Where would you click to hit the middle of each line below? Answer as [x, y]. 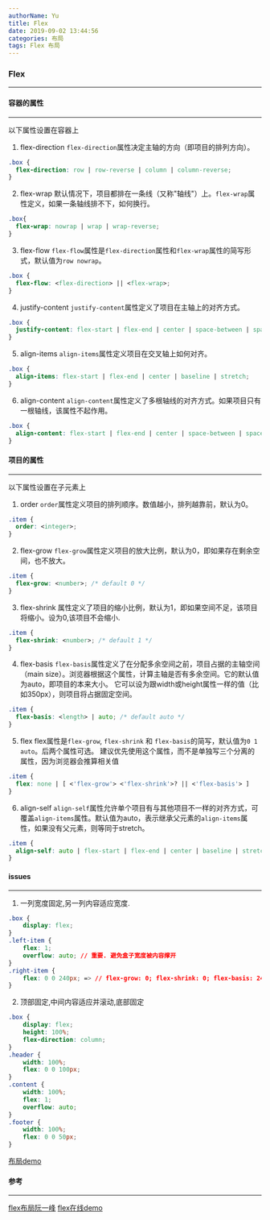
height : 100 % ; [46, 1032]
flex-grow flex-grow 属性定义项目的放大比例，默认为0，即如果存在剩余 [136, 551]
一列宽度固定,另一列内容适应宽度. [75, 903]
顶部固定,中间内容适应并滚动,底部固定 [82, 1002]
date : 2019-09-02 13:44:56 [53, 31]
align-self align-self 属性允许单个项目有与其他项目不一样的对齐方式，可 [139, 807]
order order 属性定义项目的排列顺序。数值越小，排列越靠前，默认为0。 [136, 504]
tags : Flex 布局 [34, 46]
